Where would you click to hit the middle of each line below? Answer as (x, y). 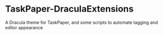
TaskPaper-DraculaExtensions (70, 9)
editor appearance (24, 27)
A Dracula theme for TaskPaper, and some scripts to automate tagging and (81, 22)
